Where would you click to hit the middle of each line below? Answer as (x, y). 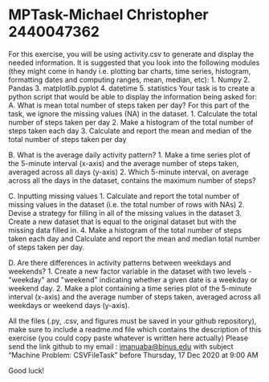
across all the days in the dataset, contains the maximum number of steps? (132, 180)
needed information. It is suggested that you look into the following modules (134, 63)
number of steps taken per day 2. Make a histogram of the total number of (131, 122)
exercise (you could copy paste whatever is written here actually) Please (128, 338)
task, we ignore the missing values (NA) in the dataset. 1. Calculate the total (133, 113)
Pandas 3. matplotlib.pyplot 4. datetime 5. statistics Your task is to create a (132, 88)
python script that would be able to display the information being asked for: (132, 96)
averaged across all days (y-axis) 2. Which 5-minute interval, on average (128, 172)
